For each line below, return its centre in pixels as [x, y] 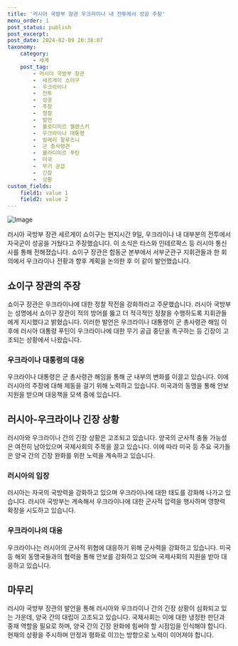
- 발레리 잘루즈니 [56, 140]
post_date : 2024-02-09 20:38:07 [55, 41]
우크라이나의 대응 [35, 531]
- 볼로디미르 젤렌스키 [61, 126]
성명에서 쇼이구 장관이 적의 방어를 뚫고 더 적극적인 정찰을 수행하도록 [108, 313]
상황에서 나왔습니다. [54, 340]
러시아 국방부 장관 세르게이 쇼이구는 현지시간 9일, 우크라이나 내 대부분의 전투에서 [119, 234]
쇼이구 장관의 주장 [44, 286]
